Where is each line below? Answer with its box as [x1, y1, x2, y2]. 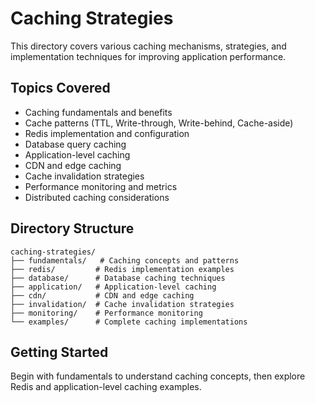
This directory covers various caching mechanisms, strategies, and [10, 40, 287, 52]
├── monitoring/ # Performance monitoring [10, 308, 203, 318]
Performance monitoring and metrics [24, 180, 178, 192]
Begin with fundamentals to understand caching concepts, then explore [10, 370, 306, 382]
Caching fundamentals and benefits [24, 106, 173, 118]
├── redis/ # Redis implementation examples [10, 264, 235, 274]
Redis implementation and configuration [24, 127, 190, 139]
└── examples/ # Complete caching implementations [10, 317, 248, 327]
